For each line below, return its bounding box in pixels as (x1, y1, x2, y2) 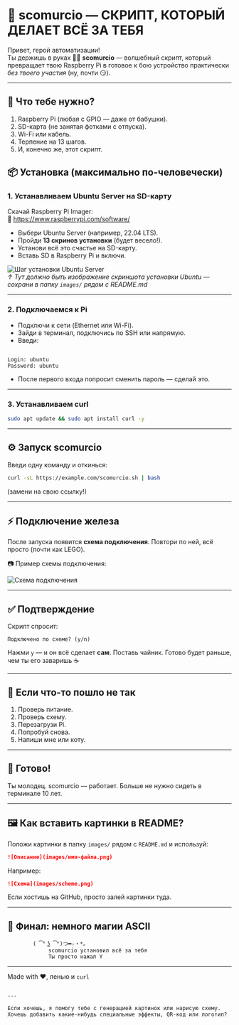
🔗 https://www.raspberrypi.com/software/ (7, 215, 130, 223)
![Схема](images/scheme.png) (7, 880, 94, 887)
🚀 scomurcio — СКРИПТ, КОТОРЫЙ (7, 7, 225, 23)
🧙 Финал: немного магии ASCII (7, 920, 151, 932)
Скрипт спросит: (7, 622, 58, 631)
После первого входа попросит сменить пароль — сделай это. (17, 374, 210, 383)
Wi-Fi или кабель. (17, 129, 72, 138)
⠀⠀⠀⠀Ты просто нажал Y (33, 953, 103, 960)
